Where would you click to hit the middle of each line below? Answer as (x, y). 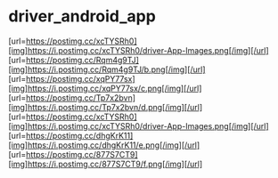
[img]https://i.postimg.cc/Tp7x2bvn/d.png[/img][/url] (106, 107)
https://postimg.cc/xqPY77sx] (80, 78)
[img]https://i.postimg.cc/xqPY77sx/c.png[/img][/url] (105, 88)
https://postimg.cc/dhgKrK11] (79, 135)
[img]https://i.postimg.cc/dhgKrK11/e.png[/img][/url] (104, 145)
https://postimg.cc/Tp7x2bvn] (80, 97)
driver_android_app (82, 16)
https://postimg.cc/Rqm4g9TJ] (82, 60)
